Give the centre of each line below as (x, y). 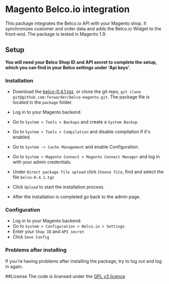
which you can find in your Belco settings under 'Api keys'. (68, 67)
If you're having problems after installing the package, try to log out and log (84, 261)
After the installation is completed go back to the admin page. (76, 197)
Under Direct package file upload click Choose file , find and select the (88, 172)
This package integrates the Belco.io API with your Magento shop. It (76, 23)
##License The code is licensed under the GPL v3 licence (65, 276)
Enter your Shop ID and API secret (48, 231)
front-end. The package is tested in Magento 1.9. (56, 34)
